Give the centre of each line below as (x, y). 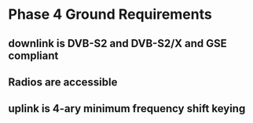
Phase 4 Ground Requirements (110, 14)
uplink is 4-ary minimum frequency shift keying (127, 109)
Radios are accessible (63, 82)
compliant (33, 55)
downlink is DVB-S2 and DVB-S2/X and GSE (118, 43)
